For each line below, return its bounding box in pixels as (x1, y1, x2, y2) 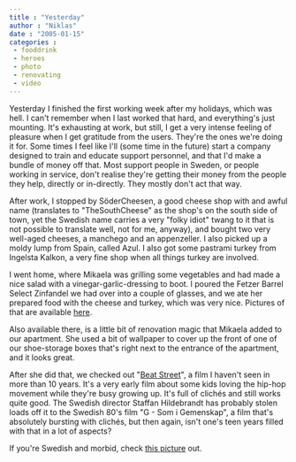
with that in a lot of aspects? (9, 426, 112, 436)
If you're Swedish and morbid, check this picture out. (9, 443, 202, 453)
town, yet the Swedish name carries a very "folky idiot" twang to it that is (9, 214, 275, 225)
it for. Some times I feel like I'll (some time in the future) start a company (9, 141, 271, 151)
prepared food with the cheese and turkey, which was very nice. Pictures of (9, 297, 285, 308)
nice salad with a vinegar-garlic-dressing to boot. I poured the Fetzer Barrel (9, 278, 285, 289)
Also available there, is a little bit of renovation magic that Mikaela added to (9, 324, 283, 335)
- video (12, 79, 42, 88)
